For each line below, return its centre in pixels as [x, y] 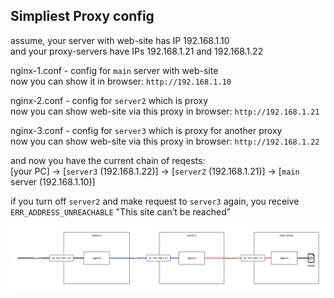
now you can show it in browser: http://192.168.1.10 [121, 81]
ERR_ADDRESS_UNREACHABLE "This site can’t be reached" [121, 211]
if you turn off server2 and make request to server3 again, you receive [155, 201]
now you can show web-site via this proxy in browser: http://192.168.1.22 [165, 141]
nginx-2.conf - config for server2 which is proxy [109, 100]
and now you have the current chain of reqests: [108, 160]
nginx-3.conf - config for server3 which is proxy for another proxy [146, 130]
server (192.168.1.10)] [53, 181]
